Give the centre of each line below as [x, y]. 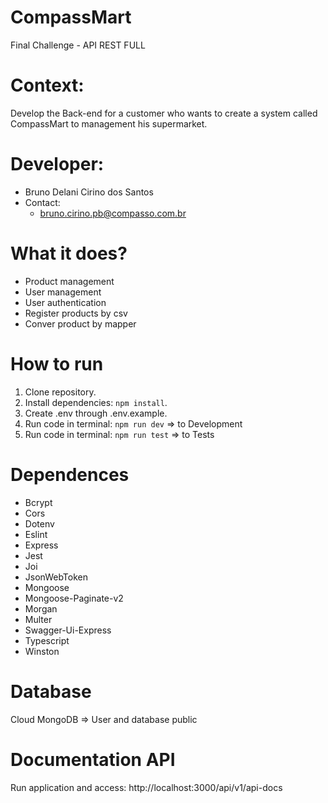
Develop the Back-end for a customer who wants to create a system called [164, 113]
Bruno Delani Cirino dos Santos [89, 192]
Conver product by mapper [80, 323]
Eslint [36, 534]
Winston [42, 651]
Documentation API [93, 759]
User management [63, 292]
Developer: [57, 164]
